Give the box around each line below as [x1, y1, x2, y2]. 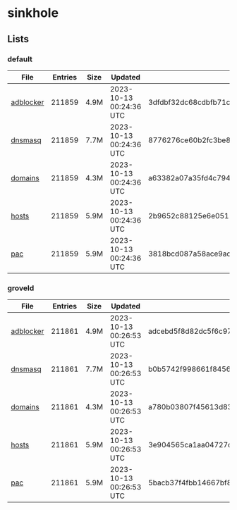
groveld [7, 283, 35, 293]
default [7, 54, 33, 64]
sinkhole [7, 5, 59, 21]
